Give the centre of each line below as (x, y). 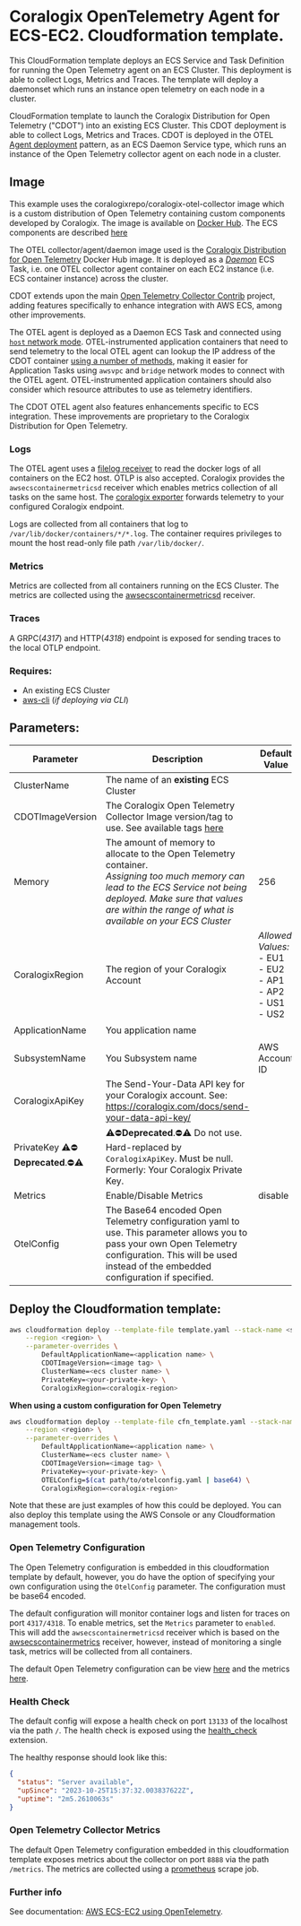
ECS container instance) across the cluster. (89, 278)
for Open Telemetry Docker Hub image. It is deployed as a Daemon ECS (142, 259)
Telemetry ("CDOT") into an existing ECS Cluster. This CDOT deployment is (148, 125)
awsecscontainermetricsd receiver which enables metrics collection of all (143, 488)
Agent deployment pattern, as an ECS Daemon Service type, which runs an (148, 144)
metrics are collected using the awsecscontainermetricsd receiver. (132, 595)
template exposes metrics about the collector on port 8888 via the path (139, 1859)
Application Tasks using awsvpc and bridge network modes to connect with (147, 370)
